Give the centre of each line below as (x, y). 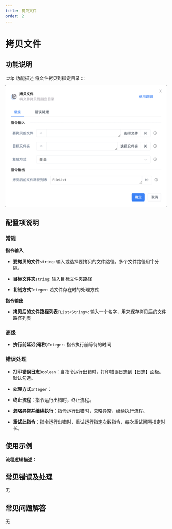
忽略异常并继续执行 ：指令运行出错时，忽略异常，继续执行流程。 (80, 411)
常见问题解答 (26, 508)
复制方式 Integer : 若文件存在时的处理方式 (56, 290)
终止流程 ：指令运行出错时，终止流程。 (53, 400)
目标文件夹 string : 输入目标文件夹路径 (52, 279)
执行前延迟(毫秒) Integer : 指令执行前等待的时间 (62, 345)
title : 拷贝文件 (21, 11)
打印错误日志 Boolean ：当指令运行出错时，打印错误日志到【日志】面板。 (88, 371)
